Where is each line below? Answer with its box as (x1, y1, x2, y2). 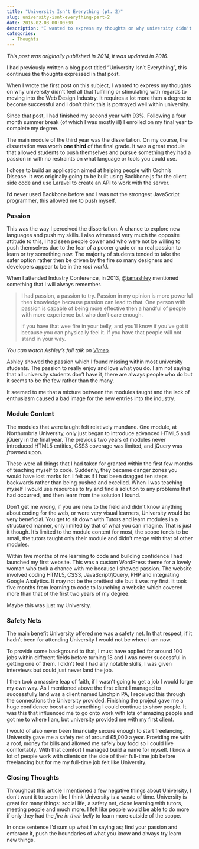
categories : (6, 31, 36, 37)
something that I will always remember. (6, 281, 102, 288)
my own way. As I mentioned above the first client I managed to (6, 684, 161, 691)
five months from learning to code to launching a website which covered (6, 583, 183, 591)
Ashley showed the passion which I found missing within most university (6, 358, 183, 365)
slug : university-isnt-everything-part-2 (6, 14, 110, 20)
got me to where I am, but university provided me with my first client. (6, 716, 174, 723)
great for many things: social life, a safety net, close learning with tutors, (6, 800, 182, 807)
